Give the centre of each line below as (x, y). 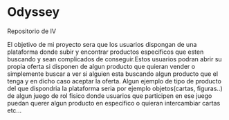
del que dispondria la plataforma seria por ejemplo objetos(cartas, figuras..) (115, 88)
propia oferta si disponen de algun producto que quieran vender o (101, 66)
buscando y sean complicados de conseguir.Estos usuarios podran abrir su (115, 59)
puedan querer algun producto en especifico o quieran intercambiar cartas (114, 103)
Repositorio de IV (32, 31)
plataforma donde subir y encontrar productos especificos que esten (106, 52)
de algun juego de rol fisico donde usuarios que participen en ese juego (110, 96)
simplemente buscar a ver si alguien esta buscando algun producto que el (113, 74)
